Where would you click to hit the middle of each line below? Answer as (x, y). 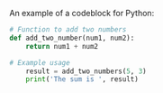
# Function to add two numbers (68, 30)
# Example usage (40, 62)
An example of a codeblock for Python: (82, 13)
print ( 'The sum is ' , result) (82, 79)
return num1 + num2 (62, 46)
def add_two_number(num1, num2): (72, 38)
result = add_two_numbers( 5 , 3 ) (86, 71)
